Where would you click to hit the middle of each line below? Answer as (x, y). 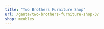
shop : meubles (20, 19)
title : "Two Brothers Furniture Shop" (45, 10)
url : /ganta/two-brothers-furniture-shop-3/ (52, 14)
